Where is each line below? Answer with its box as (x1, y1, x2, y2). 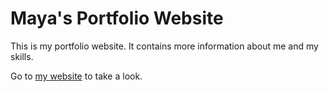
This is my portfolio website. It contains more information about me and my (10, 40, 319, 52)
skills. (10, 50, 34, 62)
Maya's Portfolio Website (10, 7, 224, 30)
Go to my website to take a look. (10, 70, 143, 82)
